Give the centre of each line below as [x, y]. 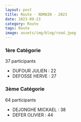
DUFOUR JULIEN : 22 [34, 71]
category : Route [22, 24]
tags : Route [17, 28]
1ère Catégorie [23, 50]
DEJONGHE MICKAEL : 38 [39, 110]
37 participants [20, 61]
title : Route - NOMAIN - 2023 [36, 14]
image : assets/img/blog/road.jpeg [41, 33]
